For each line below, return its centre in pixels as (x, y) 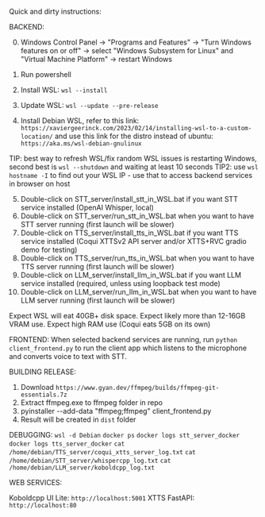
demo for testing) (49, 250)
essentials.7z (44, 395)
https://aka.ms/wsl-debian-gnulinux (81, 144)
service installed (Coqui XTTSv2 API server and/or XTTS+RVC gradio (133, 241)
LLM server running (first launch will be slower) (98, 300)
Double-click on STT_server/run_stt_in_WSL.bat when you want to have (137, 216)
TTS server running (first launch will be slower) (97, 266)
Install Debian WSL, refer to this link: (80, 121)
